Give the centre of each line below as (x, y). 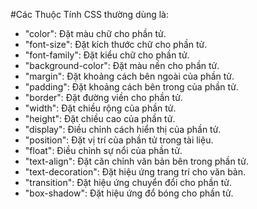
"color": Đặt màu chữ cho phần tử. (95, 33)
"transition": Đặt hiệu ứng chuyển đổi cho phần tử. (128, 182)
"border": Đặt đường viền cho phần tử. (103, 97)
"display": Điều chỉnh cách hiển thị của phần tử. (123, 129)
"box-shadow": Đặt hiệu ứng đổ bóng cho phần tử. (129, 193)
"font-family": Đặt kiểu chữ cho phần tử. (107, 55)
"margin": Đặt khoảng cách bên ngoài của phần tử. (129, 76)
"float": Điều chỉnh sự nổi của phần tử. (103, 150)
